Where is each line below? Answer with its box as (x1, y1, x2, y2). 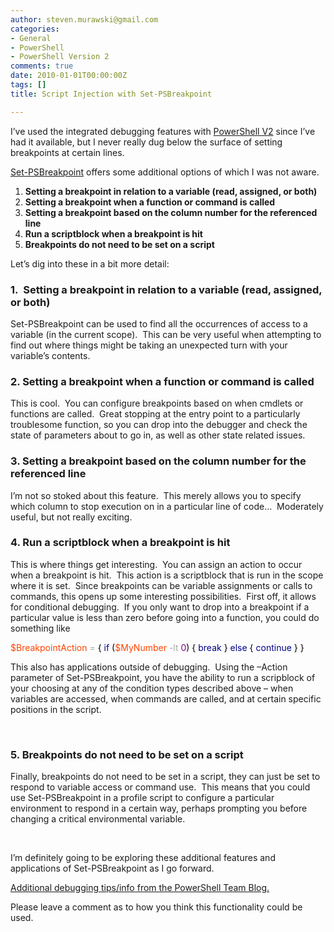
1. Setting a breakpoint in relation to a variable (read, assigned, (10, 282, 323, 296)
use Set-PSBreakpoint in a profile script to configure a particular (10, 792, 275, 804)
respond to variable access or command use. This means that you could (10, 781, 311, 793)
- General (10, 33, 52, 43)
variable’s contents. (10, 349, 91, 361)
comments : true (10, 61, 74, 71)
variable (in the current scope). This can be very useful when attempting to (10, 328, 322, 340)
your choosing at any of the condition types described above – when (10, 682, 294, 694)
